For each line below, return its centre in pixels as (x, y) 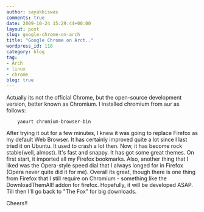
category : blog (26, 52)
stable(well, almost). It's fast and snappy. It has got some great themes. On (100, 153)
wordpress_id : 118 (30, 46)
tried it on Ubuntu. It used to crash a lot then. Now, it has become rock (94, 146)
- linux (16, 69)
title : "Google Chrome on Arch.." (50, 40)
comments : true (26, 18)
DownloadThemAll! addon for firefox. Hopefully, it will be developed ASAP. (100, 185)
